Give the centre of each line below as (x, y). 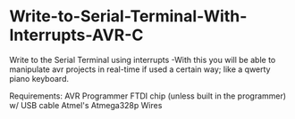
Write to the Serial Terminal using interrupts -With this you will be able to (143, 59)
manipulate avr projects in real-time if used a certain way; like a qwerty (140, 69)
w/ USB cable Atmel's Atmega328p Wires (86, 105)
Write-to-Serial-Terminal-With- (128, 16)
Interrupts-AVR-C (76, 35)
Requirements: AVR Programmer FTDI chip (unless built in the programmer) (148, 96)
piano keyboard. (39, 78)
